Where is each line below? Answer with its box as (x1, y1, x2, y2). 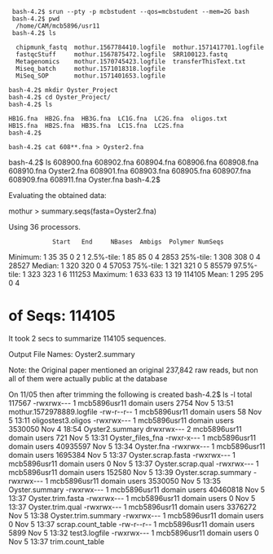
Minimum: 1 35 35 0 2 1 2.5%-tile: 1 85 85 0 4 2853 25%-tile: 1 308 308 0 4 (8, 253, 261, 262)
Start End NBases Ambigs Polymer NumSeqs (51, 238, 224, 246)
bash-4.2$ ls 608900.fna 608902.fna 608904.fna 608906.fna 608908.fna (8, 157, 259, 167)
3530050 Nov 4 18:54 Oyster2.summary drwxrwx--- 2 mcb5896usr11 (8, 424, 242, 433)
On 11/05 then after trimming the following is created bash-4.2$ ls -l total (8, 389, 253, 399)
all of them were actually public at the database (8, 373, 168, 383)
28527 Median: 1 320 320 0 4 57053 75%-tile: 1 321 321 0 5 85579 (8, 261, 232, 270)
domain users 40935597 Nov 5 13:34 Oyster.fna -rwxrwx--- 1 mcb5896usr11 (8, 441, 266, 451)
